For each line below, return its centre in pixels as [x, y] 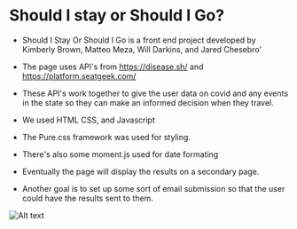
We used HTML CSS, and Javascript [88, 120]
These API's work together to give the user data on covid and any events [155, 93]
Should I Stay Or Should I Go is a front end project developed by [139, 40]
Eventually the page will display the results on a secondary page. [141, 171]
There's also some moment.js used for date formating [120, 154]
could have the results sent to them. [87, 198]
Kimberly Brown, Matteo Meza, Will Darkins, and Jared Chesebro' [142, 49]
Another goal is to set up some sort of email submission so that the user [153, 188]
